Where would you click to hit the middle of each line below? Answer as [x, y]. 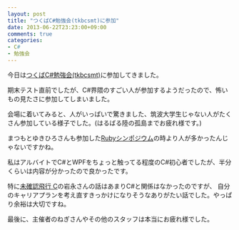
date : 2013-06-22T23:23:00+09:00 [57, 27]
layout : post [27, 14]
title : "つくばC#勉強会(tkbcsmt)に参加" [63, 21]
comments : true [30, 34]
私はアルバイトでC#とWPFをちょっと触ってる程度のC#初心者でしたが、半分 [119, 162]
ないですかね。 [35, 147]
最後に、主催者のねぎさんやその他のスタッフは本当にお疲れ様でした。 [111, 219]
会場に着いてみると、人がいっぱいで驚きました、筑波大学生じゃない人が [113, 114]
